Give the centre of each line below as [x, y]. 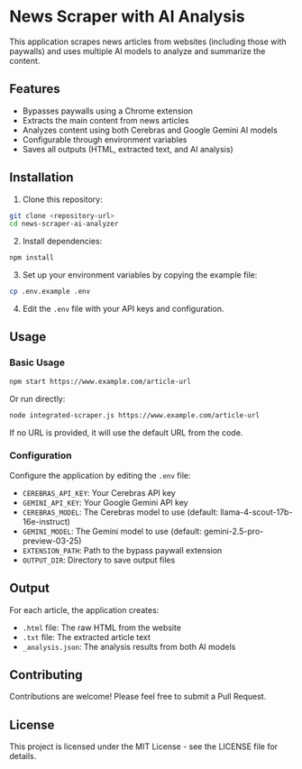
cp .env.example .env [50, 292]
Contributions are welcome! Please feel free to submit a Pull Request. [138, 697]
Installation [41, 178]
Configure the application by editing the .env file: [100, 475]
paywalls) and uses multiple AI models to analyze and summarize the [137, 50]
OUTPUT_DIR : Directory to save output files [99, 560]
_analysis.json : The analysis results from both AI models [129, 646]
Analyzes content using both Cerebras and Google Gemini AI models [150, 130]
